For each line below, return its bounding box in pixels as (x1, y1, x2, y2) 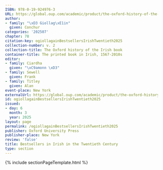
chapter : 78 (5, 34, 29, 39)
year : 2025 (9, 114, 32, 120)
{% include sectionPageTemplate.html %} (5, 159, 88, 165)
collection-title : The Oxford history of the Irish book (5, 47, 123, 52)
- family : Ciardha (5, 61, 42, 66)
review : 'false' (5, 137, 38, 142)
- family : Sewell (5, 70, 40, 75)
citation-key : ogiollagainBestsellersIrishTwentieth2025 (5, 39, 123, 43)
